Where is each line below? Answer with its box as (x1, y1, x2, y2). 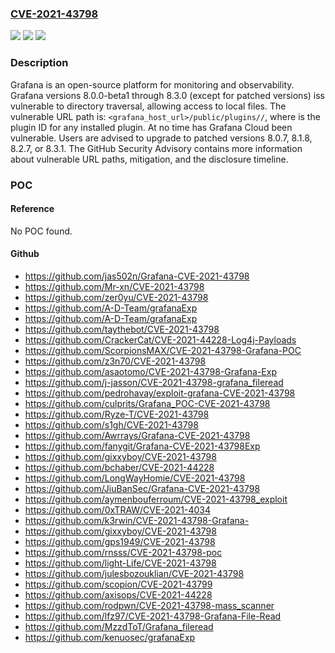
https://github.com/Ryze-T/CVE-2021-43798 (24, 408, 210, 420)
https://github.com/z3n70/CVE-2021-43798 (24, 355, 207, 367)
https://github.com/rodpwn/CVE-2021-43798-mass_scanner (24, 599, 275, 611)
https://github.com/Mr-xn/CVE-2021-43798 (24, 280, 205, 292)
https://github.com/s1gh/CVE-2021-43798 (24, 418, 199, 431)
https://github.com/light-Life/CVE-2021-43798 (24, 557, 217, 569)
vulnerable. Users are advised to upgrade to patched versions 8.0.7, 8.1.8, (10, 132, 313, 144)
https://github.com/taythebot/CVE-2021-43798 (24, 323, 220, 335)
